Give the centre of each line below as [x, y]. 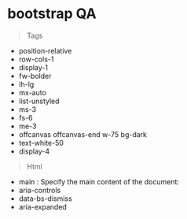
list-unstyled [39, 101]
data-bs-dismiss [45, 199]
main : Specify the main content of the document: [99, 181]
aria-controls [40, 190]
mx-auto [32, 92]
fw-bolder [35, 76]
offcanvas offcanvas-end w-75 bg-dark [82, 134]
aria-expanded [43, 206]
